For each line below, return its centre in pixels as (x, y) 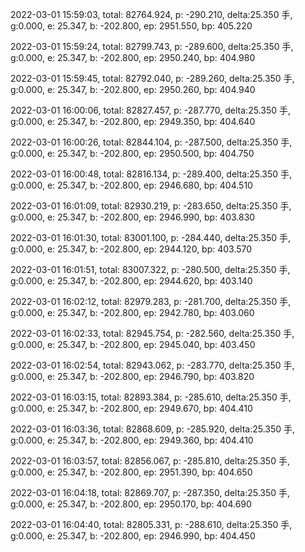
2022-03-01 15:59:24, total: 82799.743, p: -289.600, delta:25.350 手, (152, 46)
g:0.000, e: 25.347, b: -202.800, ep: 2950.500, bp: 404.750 (132, 153)
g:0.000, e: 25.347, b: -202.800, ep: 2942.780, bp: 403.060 (132, 312)
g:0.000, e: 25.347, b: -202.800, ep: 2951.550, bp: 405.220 (131, 26)
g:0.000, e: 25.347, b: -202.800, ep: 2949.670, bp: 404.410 (131, 408)
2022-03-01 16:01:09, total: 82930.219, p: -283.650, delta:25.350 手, (151, 206)
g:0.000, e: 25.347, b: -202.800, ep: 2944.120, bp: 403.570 (131, 249)
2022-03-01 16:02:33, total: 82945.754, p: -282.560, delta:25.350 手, (152, 333)
